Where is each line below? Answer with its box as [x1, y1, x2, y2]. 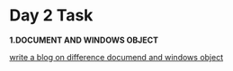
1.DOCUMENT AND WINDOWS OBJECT [9, 35, 159, 45]
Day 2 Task [9, 5, 94, 26]
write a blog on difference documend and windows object [9, 51, 223, 62]
